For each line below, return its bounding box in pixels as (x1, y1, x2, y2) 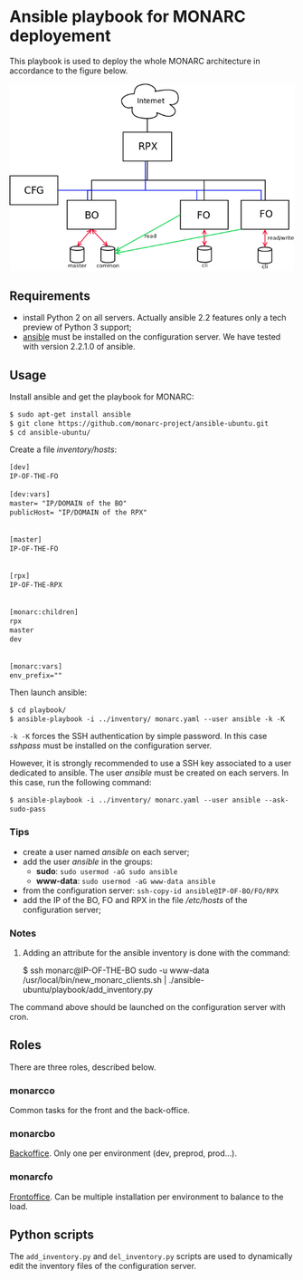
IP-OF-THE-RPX (9, 581, 63, 590)
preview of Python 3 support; (22, 322, 132, 332)
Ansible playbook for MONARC (9, 6, 246, 27)
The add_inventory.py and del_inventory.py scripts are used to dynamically (9, 1251, 293, 1262)
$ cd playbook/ (9, 706, 67, 715)
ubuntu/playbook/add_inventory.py (22, 984, 154, 995)
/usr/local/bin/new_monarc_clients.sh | (22, 974, 167, 985)
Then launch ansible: (9, 687, 88, 698)
